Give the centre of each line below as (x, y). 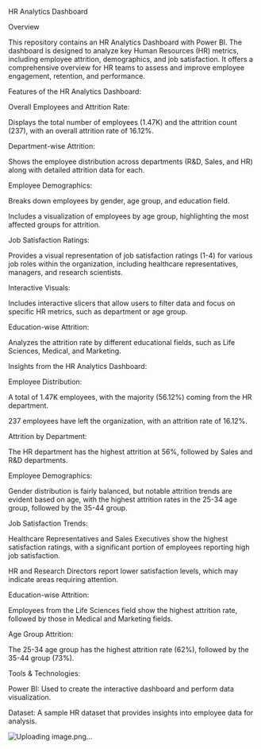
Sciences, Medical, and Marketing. (65, 351)
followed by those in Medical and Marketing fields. (90, 619)
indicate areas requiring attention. (63, 579)
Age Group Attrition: (41, 634)
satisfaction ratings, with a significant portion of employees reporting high (129, 547)
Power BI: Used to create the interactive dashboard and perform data (121, 689)
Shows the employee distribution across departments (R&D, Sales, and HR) (131, 161)
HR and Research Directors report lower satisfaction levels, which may (123, 571)
